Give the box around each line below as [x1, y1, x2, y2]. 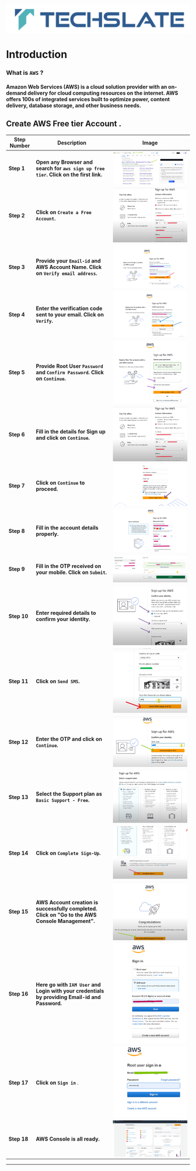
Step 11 [8, 678, 29, 685]
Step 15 [8, 908, 29, 915]
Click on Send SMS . [36, 678, 80, 685]
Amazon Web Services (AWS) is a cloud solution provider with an [6, 83, 167, 90]
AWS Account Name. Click [36, 263, 102, 270]
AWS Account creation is [36, 898, 98, 905]
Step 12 [8, 739, 29, 746]
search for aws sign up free [36, 165, 105, 172]
